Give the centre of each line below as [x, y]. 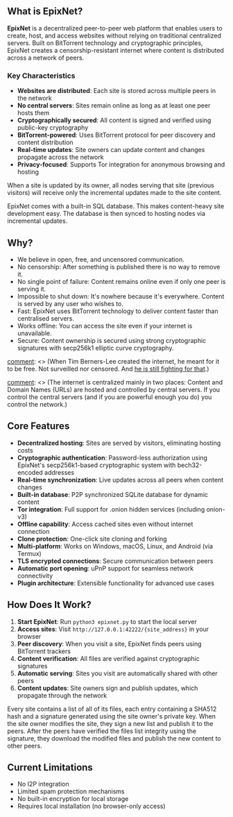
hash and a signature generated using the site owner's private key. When [112, 716]
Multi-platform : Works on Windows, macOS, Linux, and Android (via [115, 546]
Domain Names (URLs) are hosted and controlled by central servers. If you [114, 389]
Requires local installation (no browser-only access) [91, 806]
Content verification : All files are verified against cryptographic [108, 658]
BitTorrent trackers [44, 651]
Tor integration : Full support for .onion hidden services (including [111, 509]
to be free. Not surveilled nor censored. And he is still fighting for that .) [108, 369]
